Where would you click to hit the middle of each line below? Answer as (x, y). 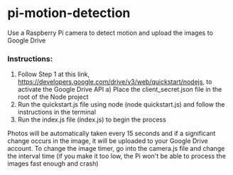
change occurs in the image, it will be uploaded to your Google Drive (108, 141)
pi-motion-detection (69, 13)
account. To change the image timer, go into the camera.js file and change (116, 149)
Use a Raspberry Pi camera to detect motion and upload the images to (110, 33)
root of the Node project (53, 97)
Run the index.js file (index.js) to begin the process (92, 120)
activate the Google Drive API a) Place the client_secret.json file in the (120, 90)
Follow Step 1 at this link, (54, 74)
